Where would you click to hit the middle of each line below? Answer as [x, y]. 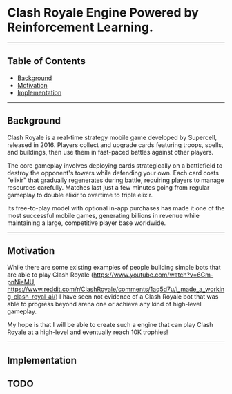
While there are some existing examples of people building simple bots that [114, 268]
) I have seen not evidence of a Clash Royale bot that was [137, 297]
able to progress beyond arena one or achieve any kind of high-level [104, 304]
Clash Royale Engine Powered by [103, 13]
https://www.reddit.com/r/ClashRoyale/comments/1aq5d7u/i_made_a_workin [116, 289]
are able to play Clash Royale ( [50, 275]
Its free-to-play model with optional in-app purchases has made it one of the [116, 208]
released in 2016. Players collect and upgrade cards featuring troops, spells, [115, 145]
